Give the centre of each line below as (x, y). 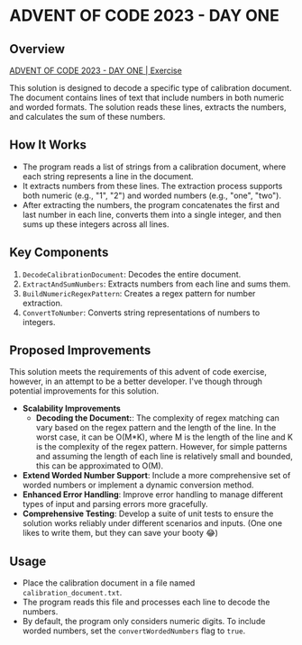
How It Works (48, 145)
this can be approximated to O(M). (100, 466)
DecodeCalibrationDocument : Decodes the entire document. (132, 274)
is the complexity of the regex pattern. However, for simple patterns (161, 447)
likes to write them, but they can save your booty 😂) (120, 533)
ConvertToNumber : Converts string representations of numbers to (141, 313)
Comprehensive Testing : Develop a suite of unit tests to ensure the (148, 513)
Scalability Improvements (72, 409)
